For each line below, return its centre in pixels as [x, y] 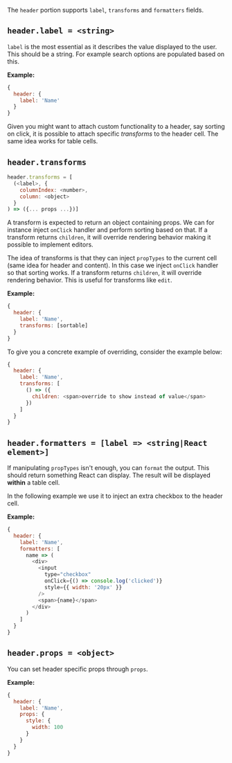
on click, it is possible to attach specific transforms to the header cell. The [113, 134]
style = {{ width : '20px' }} [83, 587]
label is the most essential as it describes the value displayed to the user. [112, 46]
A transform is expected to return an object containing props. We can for [111, 223]
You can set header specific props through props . [78, 669]
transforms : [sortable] [54, 325]
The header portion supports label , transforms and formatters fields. [106, 10]
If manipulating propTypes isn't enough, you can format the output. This [108, 468]
